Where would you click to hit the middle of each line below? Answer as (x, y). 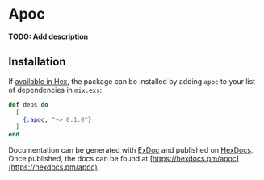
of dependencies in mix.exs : (55, 90)
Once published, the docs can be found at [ (81, 159)
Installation (37, 62)
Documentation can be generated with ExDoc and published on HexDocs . (131, 150)
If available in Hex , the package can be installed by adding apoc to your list (132, 81)
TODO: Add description (48, 36)
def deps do (28, 105)
